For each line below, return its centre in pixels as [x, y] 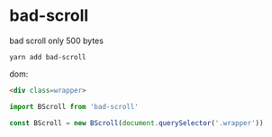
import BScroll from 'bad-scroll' [74, 106]
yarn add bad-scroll [48, 57]
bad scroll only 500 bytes [56, 41]
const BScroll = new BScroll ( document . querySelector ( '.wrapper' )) [136, 123]
